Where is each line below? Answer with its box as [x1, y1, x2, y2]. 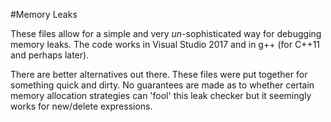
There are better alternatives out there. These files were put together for [10, 69, 308, 80]
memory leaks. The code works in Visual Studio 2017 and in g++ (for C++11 [10, 39, 321, 50]
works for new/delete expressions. [10, 100, 153, 112]
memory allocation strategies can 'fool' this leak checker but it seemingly [10, 90, 312, 101]
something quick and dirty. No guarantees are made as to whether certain [10, 79, 315, 91]
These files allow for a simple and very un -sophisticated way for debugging [10, 28, 322, 39]
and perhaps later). [10, 49, 90, 61]
